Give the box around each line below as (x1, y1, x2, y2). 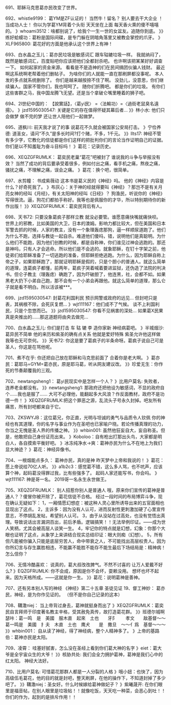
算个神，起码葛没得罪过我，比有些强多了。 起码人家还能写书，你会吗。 (5, 470, 154, 476)
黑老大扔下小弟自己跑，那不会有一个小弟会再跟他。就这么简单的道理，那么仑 (5, 278, 166, 284)
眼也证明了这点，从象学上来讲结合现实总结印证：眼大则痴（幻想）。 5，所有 (5, 532, 163, 537)
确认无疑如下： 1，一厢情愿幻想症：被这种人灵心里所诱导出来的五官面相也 (9, 500, 164, 506)
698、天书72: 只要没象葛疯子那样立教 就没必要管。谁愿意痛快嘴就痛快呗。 (5, 214, 161, 220)
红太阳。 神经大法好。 (5, 658, 51, 664)
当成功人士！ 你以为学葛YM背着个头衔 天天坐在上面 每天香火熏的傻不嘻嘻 (5, 22, 159, 28)
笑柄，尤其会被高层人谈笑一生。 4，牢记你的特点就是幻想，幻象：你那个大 (9, 525, 165, 531)
